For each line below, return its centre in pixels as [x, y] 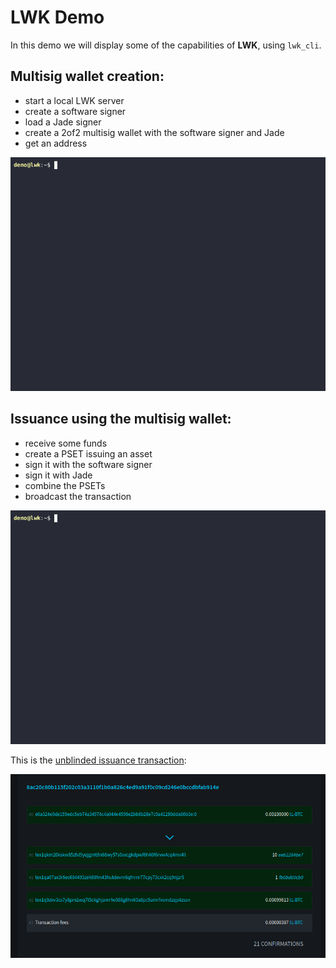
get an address [56, 143]
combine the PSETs [65, 485]
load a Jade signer [63, 122]
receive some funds [66, 443]
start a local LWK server [74, 100]
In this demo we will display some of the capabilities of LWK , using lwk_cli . [166, 45]
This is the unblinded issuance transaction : [98, 760]
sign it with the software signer [88, 464]
